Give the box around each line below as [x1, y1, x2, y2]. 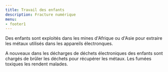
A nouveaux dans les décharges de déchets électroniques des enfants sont [5, 50, 163, 56]
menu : [5, 17, 17, 22]
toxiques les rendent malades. [5, 61, 69, 67]
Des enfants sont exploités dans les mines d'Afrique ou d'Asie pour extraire [5, 35, 162, 41]
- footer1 [5, 21, 26, 27]
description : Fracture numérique [5, 12, 76, 17]
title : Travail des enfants [5, 7, 65, 13]
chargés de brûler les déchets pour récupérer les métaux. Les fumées [5, 56, 152, 62]
